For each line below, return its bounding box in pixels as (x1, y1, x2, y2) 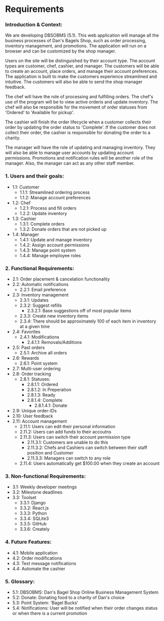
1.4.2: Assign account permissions (19, 242, 90, 248)
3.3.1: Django (19, 500, 46, 506)
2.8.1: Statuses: (19, 376, 51, 382)
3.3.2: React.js (19, 505, 49, 511)
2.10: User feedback (12, 413, 53, 419)
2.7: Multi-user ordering (12, 366, 61, 372)
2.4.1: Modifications (19, 334, 59, 340)
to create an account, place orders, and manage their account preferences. (5, 68, 158, 74)
